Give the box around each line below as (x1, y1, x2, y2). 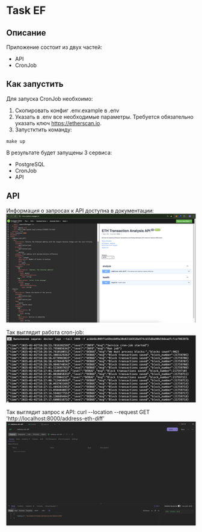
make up (6, 138, 26, 145)
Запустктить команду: (14, 126, 72, 133)
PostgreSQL (14, 160, 45, 167)
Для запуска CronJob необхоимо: (6, 95, 93, 102)
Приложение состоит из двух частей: (6, 43, 102, 51)
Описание (6, 28, 46, 38)
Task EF (6, 4, 46, 17)
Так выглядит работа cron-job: (6, 329, 84, 336)
